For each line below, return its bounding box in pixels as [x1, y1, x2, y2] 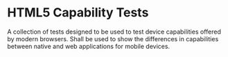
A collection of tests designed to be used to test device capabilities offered [7, 27, 222, 36]
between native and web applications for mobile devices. [7, 42, 170, 50]
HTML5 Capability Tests [7, 5, 149, 21]
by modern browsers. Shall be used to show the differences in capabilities [7, 34, 219, 43]
